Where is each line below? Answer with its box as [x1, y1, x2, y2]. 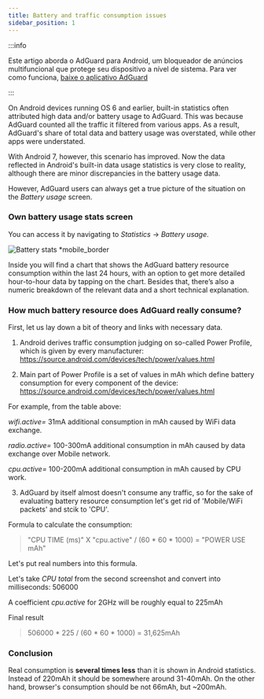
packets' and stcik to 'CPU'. [19, 505, 109, 514]
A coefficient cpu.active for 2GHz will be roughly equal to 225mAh [8, 597, 223, 607]
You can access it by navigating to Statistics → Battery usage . [8, 229, 210, 239]
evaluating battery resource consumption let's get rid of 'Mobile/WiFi [19, 497, 244, 506]
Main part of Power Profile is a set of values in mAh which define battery [19, 370, 255, 379]
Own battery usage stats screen [8, 212, 134, 223]
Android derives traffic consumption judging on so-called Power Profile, [19, 338, 253, 347]
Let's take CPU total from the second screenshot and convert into [8, 574, 222, 583]
